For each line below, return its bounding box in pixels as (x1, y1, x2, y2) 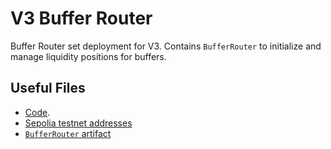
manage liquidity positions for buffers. (10, 50, 167, 62)
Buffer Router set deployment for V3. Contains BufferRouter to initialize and (10, 40, 322, 52)
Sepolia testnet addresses (24, 117, 133, 129)
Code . (24, 106, 51, 118)
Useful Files (10, 80, 86, 97)
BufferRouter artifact (24, 127, 112, 139)
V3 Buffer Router (10, 7, 153, 30)
